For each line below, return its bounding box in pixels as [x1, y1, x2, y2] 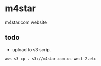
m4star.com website [5, 19, 47, 25]
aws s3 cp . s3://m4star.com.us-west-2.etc [5, 56, 97, 61]
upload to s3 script [12, 46, 51, 52]
